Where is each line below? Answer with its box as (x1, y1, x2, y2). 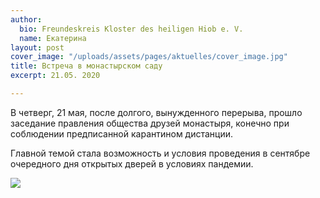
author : (10, 14, 43, 25)
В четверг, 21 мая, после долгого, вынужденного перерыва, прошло (10, 106, 303, 118)
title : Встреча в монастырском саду (10, 61, 163, 71)
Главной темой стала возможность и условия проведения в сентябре (10, 147, 311, 159)
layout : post (10, 42, 65, 53)
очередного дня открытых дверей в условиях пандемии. (10, 157, 254, 170)
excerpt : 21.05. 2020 (10, 71, 101, 81)
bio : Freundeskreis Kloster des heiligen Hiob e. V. (19, 24, 244, 34)
